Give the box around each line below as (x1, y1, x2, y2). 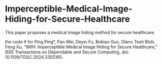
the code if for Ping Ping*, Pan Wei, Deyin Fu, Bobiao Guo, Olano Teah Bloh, (5, 38, 156, 44)
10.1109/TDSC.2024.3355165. (5, 54, 63, 60)
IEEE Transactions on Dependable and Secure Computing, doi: (5, 49, 130, 55)
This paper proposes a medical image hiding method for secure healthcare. (5, 29, 156, 35)
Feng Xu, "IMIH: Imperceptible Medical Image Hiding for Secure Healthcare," (5, 44, 158, 50)
